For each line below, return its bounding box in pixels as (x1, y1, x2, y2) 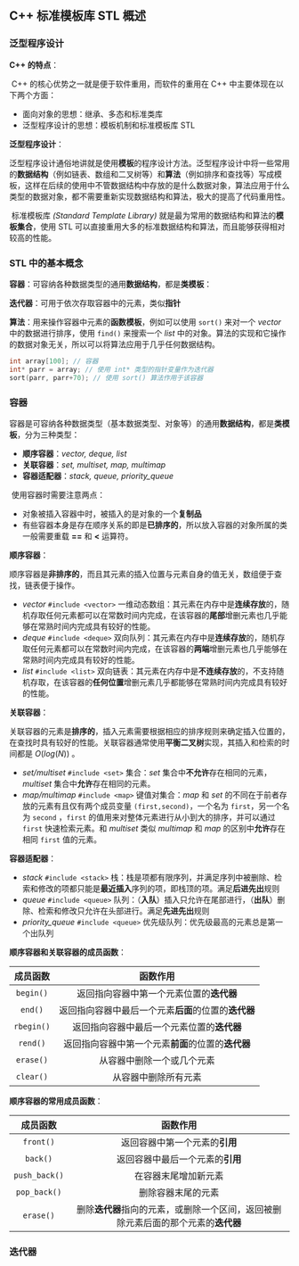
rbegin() (13, 1021, 51, 1031)
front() (22, 1137, 55, 1146)
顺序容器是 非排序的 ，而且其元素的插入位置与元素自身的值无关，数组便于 (9, 568, 274, 579)
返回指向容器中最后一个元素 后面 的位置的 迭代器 (59, 1004, 255, 1016)
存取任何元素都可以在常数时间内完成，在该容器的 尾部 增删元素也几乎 (29, 609, 280, 620)
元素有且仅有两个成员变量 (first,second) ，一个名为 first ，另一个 (37, 800, 282, 811)
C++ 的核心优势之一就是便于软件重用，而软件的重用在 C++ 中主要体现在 (11, 79, 277, 89)
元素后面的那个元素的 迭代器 (125, 1216, 242, 1229)
